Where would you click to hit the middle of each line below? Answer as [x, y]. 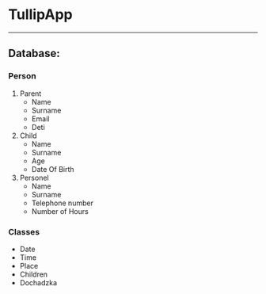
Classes [24, 231]
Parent [30, 94]
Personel [34, 178]
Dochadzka [38, 282]
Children [34, 274]
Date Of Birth [53, 169]
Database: [34, 53]
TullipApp [40, 15]
